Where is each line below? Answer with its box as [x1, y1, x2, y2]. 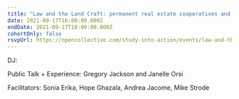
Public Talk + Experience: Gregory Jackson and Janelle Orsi [7, 70, 184, 78]
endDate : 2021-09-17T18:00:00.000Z [7, 23, 113, 30]
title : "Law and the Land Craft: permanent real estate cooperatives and [7, 10, 231, 18]
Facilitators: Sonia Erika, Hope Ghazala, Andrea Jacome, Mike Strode [7, 83, 210, 92]
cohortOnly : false [7, 30, 62, 37]
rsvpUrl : [7, 37, 33, 44]
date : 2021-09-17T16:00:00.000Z [7, 17, 103, 24]
